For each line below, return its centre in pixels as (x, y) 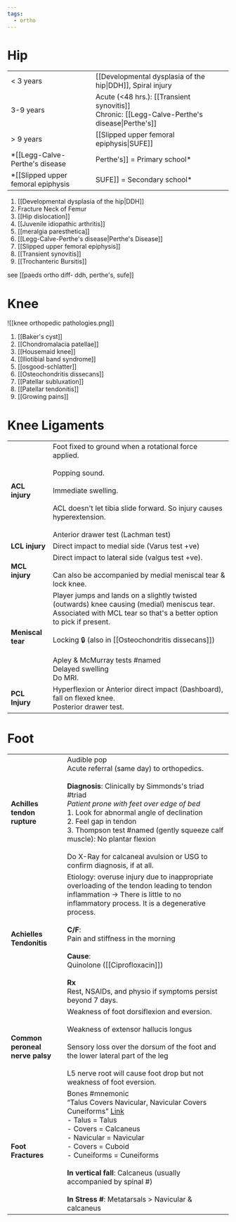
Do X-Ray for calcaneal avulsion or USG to (137, 857)
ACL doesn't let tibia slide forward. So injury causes (138, 508)
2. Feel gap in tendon (101, 822)
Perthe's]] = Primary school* (144, 159)
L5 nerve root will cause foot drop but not (135, 1073)
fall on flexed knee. (84, 698)
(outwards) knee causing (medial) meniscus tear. (134, 605)
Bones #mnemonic (98, 1094)
